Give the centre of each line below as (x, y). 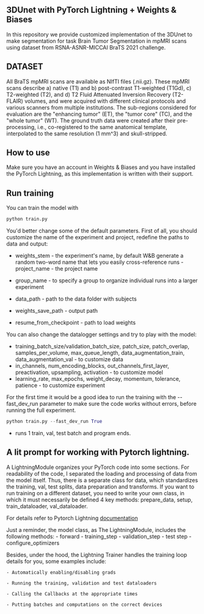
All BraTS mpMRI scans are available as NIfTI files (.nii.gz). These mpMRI (98, 81)
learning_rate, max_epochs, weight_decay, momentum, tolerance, (98, 379)
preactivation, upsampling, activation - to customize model (89, 372)
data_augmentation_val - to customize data (69, 359)
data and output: (27, 244)
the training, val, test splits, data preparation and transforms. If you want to (100, 487)
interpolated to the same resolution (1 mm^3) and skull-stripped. (87, 133)
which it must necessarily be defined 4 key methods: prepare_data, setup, (100, 500)
